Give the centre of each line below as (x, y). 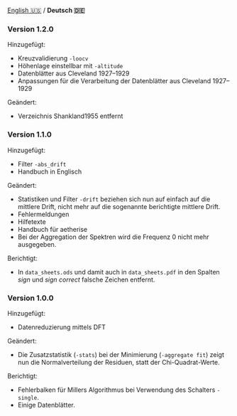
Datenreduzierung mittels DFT (62, 327)
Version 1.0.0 (31, 298)
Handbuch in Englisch (50, 171)
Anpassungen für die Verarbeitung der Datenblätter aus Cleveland (114, 81)
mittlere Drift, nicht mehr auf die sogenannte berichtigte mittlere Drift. (119, 206)
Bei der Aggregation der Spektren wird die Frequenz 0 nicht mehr (113, 237)
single (27, 398)
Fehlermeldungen (43, 214)
